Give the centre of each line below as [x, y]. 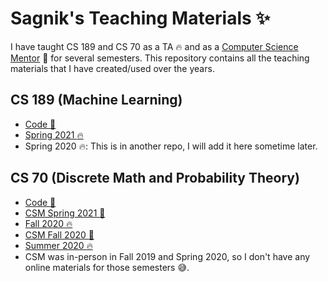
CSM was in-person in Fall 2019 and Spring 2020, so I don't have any [167, 256]
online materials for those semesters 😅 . [107, 267]
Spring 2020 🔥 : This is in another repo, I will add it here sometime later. [171, 146]
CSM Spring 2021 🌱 [65, 213]
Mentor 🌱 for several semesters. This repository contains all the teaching [160, 58]
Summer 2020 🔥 [58, 245]
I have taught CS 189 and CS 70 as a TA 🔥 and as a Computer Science [154, 46]
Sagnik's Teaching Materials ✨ [140, 18]
